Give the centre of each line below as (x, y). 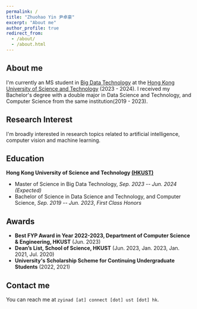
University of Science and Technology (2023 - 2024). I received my (88, 88)
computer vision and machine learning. (54, 140)
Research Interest (39, 120)
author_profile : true (33, 28)
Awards (21, 221)
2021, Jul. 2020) (34, 254)
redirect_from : (25, 34)
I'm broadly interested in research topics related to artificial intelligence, (93, 134)
